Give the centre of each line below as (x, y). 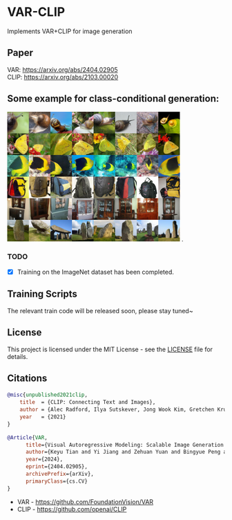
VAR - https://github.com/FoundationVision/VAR (85, 501)
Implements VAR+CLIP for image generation (70, 31)
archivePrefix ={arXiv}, (60, 474)
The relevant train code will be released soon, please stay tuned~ (100, 310)
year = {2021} (43, 417)
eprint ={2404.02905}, (57, 467)
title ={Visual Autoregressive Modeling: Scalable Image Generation (125, 445)
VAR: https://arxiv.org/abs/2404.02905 (63, 69)
